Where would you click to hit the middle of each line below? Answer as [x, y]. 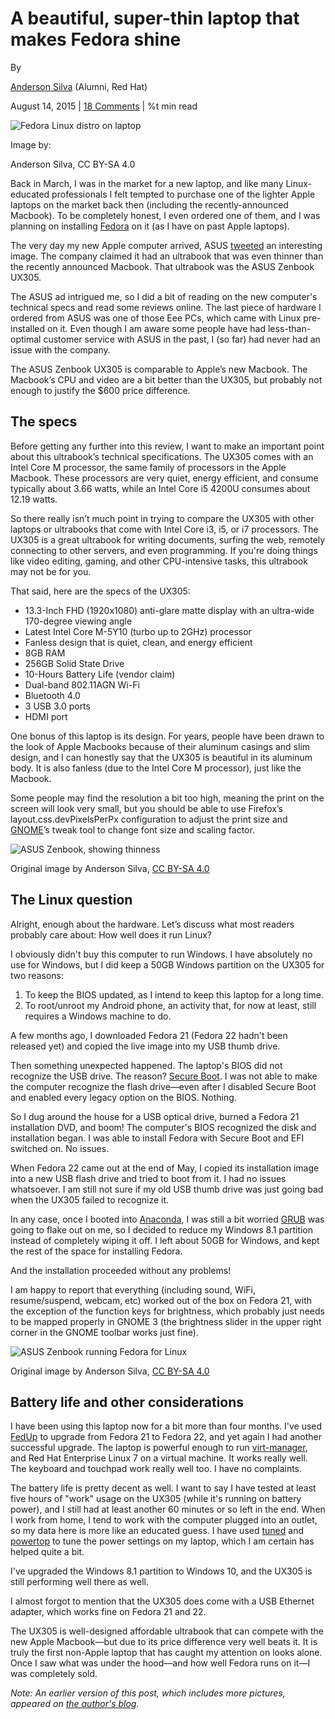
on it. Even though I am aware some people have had [157, 328]
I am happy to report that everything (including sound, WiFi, [133, 1289]
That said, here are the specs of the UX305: [100, 591]
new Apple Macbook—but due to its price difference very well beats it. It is [164, 1642]
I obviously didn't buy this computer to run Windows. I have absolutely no [161, 954]
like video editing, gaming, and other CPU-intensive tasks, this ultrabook [159, 561]
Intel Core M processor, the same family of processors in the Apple [148, 467]
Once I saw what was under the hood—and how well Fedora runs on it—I [160, 1663]
